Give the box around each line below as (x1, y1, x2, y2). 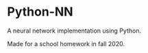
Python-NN (7, 4, 73, 20)
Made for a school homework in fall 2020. (7, 39, 125, 48)
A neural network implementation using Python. (7, 26, 142, 35)
